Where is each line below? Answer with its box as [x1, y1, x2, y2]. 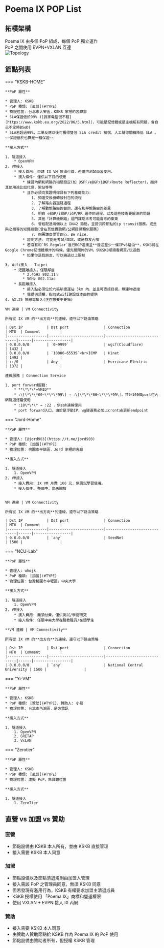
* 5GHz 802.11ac [23, 276, 56, 281]
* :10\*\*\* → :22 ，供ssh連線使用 [14, 403, 82, 408]
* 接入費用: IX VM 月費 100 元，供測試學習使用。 [14, 481, 105, 486]
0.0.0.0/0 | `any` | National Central [9, 663, 143, 667]
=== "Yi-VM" [5, 675, 32, 681]
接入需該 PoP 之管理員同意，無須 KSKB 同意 [12, 881, 101, 887]
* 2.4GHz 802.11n [23, 272, 58, 277]
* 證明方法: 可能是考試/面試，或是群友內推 [23, 237, 99, 242]
